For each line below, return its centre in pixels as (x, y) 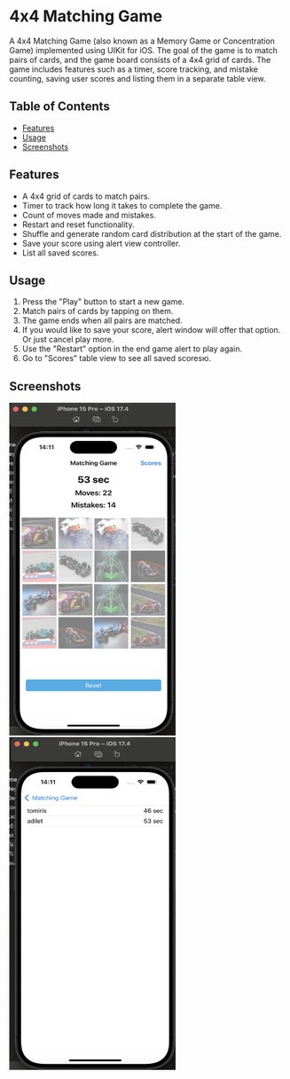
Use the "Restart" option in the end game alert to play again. (132, 349)
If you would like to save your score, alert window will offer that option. (151, 330)
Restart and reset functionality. (78, 224)
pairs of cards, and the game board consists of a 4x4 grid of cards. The (140, 59)
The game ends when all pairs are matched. (102, 320)
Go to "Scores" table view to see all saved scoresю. (116, 358)
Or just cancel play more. (68, 340)
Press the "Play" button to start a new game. (103, 302)
